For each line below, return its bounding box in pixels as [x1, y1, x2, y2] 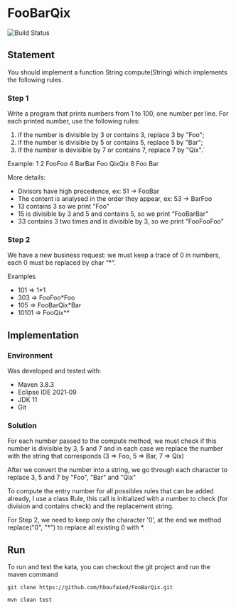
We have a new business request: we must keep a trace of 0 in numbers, [7, 251, 220, 260]
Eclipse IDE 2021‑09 [17, 388, 77, 397]
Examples [7, 272, 36, 281]
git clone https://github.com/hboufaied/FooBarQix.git [7, 584, 173, 591]
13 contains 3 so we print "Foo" [17, 202, 110, 211]
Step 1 [7, 93, 29, 103]
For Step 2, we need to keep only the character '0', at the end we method [7, 516, 222, 525]
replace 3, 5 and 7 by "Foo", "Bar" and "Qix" [7, 473, 136, 482]
